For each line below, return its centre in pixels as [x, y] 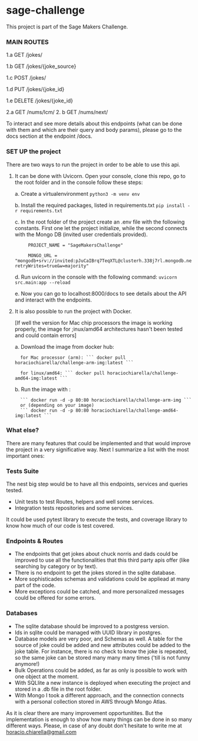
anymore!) [27, 664]
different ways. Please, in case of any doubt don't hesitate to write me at [94, 726]
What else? [23, 431]
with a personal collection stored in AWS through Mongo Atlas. [90, 701]
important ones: [25, 455]
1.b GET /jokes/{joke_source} [41, 66]
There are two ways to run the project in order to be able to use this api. [93, 164]
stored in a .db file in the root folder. [58, 689]
